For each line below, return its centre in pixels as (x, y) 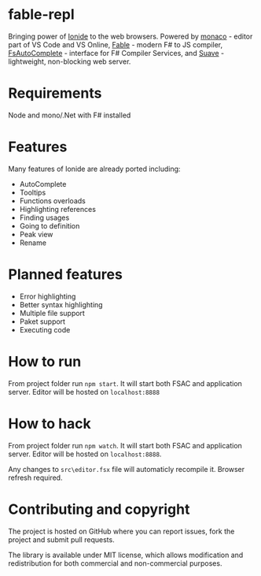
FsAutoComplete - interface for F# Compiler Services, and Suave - (116, 53)
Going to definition (50, 225)
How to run (45, 361)
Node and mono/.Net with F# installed (70, 115)
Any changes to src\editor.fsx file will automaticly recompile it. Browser (127, 469)
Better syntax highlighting (61, 304)
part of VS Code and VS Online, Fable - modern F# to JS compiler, (116, 44)
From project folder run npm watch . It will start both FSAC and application (125, 445)
